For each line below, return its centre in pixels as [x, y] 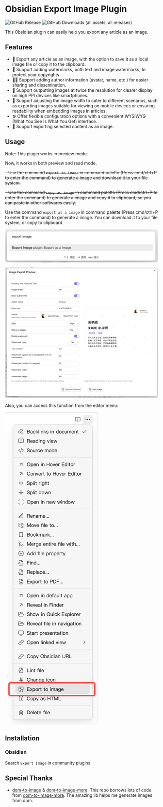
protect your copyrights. [36, 75]
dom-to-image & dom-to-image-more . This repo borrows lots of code [82, 790]
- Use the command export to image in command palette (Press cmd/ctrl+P [81, 172]
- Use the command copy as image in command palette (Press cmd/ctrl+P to [81, 192]
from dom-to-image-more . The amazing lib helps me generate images [82, 795]
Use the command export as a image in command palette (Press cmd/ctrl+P [81, 212]
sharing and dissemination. [39, 85]
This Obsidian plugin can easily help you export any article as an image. [77, 32]
